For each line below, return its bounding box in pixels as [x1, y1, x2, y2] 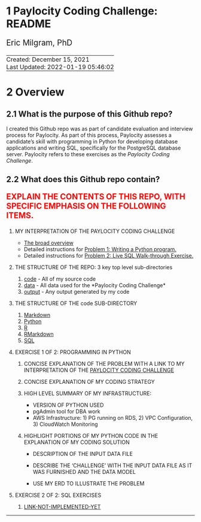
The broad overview [23, 239, 74, 247]
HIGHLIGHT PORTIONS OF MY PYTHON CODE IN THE [23, 432, 159, 440]
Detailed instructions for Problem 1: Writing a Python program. [23, 246, 176, 253]
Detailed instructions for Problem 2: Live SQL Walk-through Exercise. [23, 252, 194, 259]
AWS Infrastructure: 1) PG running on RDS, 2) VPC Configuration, [32, 414, 193, 422]
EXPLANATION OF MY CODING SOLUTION [23, 439, 130, 446]
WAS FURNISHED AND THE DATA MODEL [32, 469, 136, 476]
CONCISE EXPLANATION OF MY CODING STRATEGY [23, 378, 156, 386]
